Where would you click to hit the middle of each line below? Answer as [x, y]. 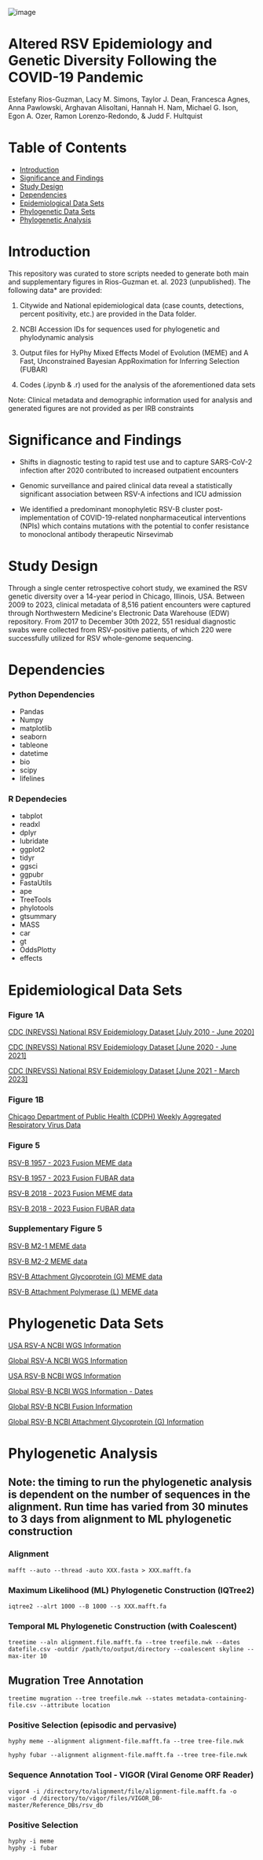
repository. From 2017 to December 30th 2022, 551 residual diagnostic [122, 621]
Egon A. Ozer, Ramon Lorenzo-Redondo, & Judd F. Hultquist [105, 116]
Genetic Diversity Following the [113, 61]
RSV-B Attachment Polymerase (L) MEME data [83, 1291]
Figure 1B [26, 1099]
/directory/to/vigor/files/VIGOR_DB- [101, 1798]
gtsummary [38, 917]
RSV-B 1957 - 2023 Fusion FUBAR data [71, 1178]
